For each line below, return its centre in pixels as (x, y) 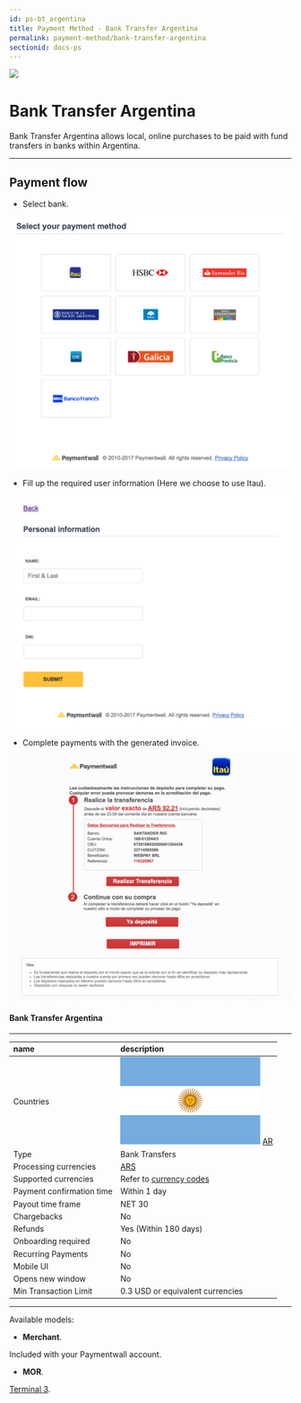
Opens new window (50, 1279)
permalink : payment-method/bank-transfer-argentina (107, 38)
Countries (31, 1102)
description (142, 1049)
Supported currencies (53, 1179)
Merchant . (42, 1337)
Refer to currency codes (165, 1179)
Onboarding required (52, 1242)
